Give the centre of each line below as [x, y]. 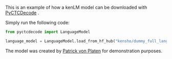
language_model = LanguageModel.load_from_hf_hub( [60, 41]
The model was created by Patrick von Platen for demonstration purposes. [84, 51]
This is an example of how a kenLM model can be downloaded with [76, 7]
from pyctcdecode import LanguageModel [48, 32]
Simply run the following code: [38, 23]
